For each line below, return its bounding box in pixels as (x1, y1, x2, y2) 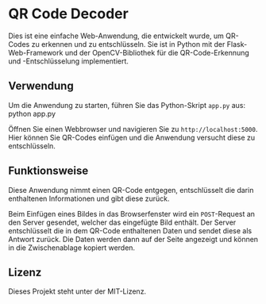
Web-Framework (8, 48, 64, 57)
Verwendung (8, 79, 74, 93)
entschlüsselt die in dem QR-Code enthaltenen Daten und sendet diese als (8, 225, 253, 235)
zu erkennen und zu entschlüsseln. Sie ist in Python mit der (31, 39, 226, 48)
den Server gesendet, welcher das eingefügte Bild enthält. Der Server (8, 217, 237, 227)
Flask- (226, 39, 248, 48)
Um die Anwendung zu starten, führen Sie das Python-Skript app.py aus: (8, 100, 246, 110)
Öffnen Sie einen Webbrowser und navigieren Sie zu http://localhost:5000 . (8, 124, 258, 133)
